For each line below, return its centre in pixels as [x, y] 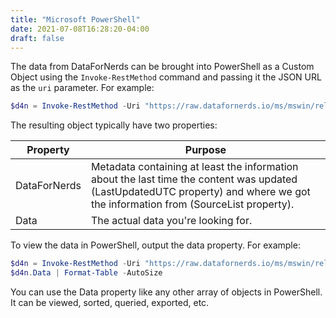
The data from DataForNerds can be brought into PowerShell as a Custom [162, 67]
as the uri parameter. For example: [82, 88]
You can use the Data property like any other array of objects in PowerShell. [166, 292]
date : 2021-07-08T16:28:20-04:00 [80, 29]
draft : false [37, 38]
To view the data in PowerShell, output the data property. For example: [155, 245]
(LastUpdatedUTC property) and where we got [200, 192]
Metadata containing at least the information [194, 167]
